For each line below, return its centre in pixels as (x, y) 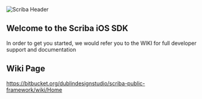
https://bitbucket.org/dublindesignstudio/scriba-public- (76, 83)
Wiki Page (26, 69)
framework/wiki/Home (34, 90)
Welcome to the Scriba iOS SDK (68, 28)
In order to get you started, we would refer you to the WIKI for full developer (101, 43)
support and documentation (41, 49)
